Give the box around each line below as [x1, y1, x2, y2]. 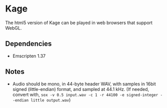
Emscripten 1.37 [12, 53, 46, 59]
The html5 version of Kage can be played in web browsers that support [5, 20, 153, 26]
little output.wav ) [31, 96, 71, 103]
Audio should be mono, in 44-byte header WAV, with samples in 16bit [12, 81, 156, 87]
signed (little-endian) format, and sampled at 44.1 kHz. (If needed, [12, 86, 149, 92]
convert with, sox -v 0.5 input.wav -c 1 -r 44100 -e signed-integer [12, 91, 158, 97]
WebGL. [5, 25, 22, 31]
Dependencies [5, 40, 52, 48]
